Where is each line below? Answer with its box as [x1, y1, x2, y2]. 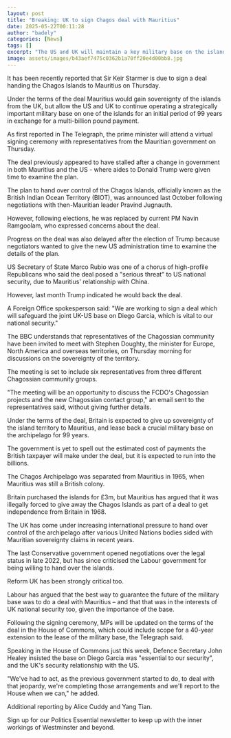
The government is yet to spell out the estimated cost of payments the [7, 444, 206, 452]
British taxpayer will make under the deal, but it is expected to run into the [7, 451, 217, 459]
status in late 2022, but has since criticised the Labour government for [7, 556, 207, 564]
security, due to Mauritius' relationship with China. [7, 277, 150, 286]
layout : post [7, 10, 45, 17]
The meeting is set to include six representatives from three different [7, 367, 201, 376]
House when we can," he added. [7, 689, 100, 697]
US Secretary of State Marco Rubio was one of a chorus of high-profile [7, 263, 208, 271]
